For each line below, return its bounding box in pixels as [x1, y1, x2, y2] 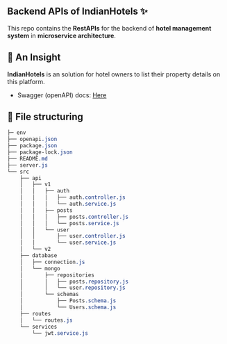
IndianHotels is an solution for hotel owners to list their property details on [7, 69, 221, 79]
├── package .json [7, 142, 58, 149]
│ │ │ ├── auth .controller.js [19, 194, 126, 201]
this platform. [7, 77, 45, 85]
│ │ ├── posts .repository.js [19, 278, 129, 285]
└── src [7, 168, 30, 175]
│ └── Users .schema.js [19, 304, 117, 311]
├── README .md [7, 155, 49, 162]
